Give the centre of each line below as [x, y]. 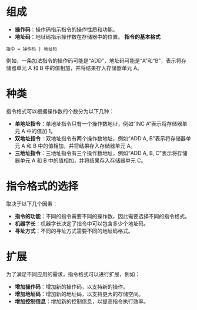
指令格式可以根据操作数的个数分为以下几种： [60, 111]
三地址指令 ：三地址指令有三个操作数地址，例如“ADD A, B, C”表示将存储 [101, 153]
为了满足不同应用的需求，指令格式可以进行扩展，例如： [73, 274]
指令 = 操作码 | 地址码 [32, 49]
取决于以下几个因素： [32, 204]
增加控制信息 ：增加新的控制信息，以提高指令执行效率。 [81, 301]
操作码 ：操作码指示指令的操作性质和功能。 [66, 29]
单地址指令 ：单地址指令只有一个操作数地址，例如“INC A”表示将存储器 [98, 123]
